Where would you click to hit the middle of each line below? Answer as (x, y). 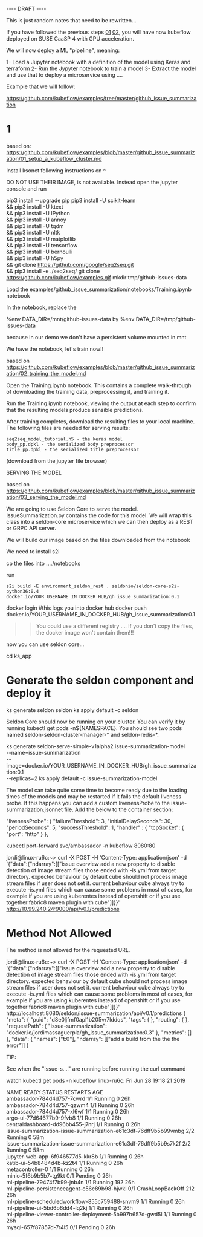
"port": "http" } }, (27, 834)
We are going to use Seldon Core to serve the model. (72, 509)
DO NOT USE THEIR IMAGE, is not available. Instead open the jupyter (92, 182)
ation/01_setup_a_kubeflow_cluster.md (54, 158)
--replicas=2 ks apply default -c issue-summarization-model (82, 778)
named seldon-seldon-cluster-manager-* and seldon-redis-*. (82, 734)
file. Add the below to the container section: (119, 809)
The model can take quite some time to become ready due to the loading (97, 790)
